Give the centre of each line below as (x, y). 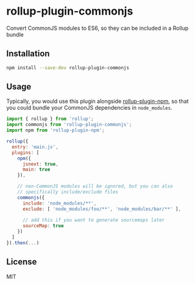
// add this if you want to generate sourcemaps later (94, 220)
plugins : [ (26, 153)
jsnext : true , (41, 164)
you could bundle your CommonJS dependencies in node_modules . (89, 108)
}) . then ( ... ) (23, 243)
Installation (28, 54)
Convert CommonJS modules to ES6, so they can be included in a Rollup (97, 28)
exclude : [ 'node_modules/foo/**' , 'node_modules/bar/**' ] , (102, 209)
